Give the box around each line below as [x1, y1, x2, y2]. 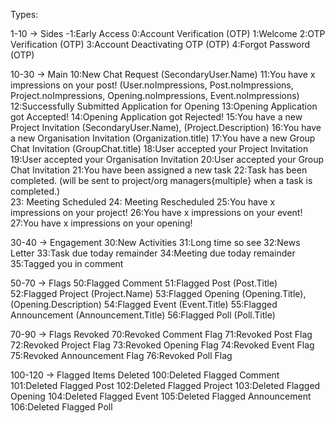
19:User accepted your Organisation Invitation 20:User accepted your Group [10, 154, 325, 165]
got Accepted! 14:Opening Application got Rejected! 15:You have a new [10, 111, 303, 123]
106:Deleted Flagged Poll [10, 401, 113, 413]
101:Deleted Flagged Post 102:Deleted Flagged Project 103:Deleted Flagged [10, 380, 321, 391]
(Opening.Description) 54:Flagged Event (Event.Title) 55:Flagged [10, 299, 278, 310]
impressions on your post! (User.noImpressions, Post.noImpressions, [10, 79, 294, 91]
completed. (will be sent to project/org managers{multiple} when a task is [10, 175, 313, 186]
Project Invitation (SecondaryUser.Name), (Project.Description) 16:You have [10, 122, 322, 133]
